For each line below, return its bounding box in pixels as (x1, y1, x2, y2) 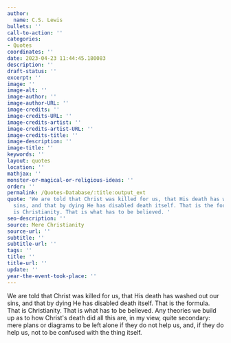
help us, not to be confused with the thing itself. (7, 328, 142, 336)
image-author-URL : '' (7, 100, 69, 107)
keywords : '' (7, 151, 45, 158)
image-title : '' (7, 145, 54, 152)
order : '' (7, 183, 36, 190)
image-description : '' (7, 138, 72, 145)
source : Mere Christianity (7, 221, 85, 228)
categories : (7, 36, 41, 43)
